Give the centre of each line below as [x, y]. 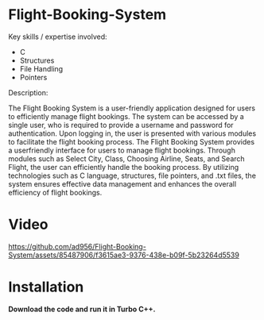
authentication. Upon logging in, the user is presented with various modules [132, 133]
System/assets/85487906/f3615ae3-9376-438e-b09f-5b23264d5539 [124, 255]
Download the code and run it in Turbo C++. [82, 309]
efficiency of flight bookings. [55, 192]
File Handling [41, 68]
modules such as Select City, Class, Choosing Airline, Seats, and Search [126, 158]
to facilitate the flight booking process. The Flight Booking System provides [132, 141]
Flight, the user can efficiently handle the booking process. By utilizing [124, 167]
